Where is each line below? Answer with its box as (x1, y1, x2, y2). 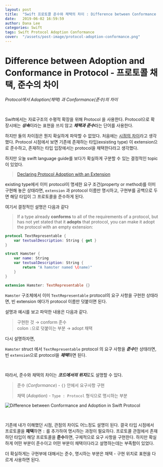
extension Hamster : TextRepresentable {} (5, 283, 91, 288)
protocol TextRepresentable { (5, 233, 67, 238)
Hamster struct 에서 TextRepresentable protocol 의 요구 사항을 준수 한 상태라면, (5, 346, 157, 352)
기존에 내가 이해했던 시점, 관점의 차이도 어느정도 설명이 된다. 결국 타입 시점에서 (5, 422, 154, 427)
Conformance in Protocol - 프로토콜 (5, 67, 148, 79)
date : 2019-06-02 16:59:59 (5, 16, 64, 21)
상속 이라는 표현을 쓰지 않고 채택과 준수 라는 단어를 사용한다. (21, 122, 134, 128)
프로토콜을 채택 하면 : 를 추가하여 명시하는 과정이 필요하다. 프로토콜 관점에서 (5, 428, 149, 434)
